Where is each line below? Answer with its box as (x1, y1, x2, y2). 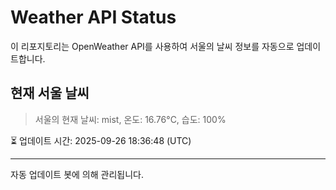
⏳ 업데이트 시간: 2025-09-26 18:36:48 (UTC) (10, 134, 192, 146)
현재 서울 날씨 (10, 85, 90, 102)
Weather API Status (10, 6, 177, 29)
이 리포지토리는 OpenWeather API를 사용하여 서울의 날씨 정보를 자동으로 (10, 40, 295, 52)
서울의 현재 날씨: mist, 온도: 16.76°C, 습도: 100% (34, 113, 227, 125)
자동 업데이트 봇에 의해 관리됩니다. (10, 168, 144, 180)
